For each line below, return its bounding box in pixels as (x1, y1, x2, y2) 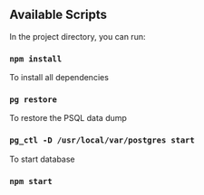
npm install (9, 53, 63, 64)
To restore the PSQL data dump (9, 113, 127, 124)
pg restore (9, 95, 57, 105)
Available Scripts (9, 7, 107, 23)
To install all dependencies (9, 72, 109, 83)
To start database (9, 153, 75, 164)
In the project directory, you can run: (9, 31, 146, 42)
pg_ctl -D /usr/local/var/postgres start (9, 135, 195, 145)
